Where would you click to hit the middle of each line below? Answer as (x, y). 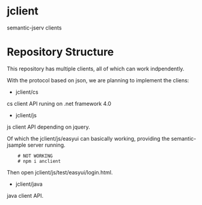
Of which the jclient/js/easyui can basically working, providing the (88, 138)
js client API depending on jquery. (49, 127)
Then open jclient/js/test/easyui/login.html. (60, 172)
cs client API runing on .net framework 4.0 (59, 103)
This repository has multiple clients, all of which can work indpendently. (96, 69)
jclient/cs (27, 92)
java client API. (25, 195)
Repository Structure (60, 52)
